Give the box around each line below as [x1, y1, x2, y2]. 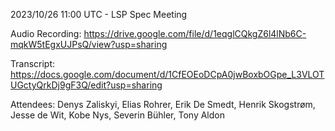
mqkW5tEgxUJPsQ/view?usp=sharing [10, 39, 168, 50]
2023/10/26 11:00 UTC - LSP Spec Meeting [10, 9, 188, 20]
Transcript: [10, 58, 56, 69]
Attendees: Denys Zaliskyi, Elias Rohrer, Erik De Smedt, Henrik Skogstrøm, [10, 99, 316, 110]
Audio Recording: [10, 28, 82, 39]
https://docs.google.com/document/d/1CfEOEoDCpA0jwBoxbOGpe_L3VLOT [10, 69, 325, 80]
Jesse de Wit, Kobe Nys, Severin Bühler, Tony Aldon [10, 109, 225, 121]
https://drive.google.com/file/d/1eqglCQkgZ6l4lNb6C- [83, 28, 307, 39]
